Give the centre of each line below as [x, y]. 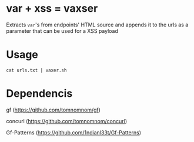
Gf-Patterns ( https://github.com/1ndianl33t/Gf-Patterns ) [74, 132]
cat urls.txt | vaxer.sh [36, 70]
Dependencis [39, 94]
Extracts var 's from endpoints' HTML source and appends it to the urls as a [97, 25]
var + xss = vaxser [52, 9]
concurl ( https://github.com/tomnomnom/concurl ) [67, 121]
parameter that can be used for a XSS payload [62, 31]
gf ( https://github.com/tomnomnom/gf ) [53, 110]
